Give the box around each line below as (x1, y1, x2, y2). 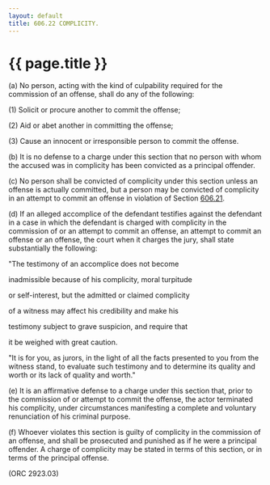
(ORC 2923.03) (8, 469, 59, 479)
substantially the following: (8, 243, 98, 253)
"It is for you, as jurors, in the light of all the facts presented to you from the (8, 353, 259, 363)
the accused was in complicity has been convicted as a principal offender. (8, 161, 256, 171)
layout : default (8, 11, 63, 20)
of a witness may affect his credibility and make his (8, 306, 179, 316)
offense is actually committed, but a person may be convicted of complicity (8, 185, 259, 195)
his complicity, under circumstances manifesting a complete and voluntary (8, 403, 257, 413)
